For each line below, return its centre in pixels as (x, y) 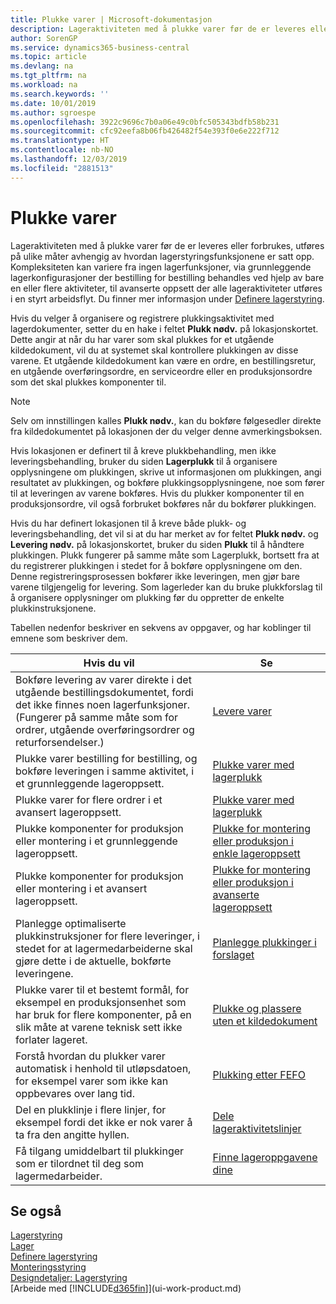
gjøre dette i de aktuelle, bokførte (93, 961)
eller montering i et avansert (81, 888)
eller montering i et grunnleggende (96, 841)
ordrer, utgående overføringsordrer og (105, 729)
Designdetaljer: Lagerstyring (69, 1278)
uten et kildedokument (265, 1021)
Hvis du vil (109, 663)
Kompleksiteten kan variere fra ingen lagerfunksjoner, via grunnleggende (161, 267)
